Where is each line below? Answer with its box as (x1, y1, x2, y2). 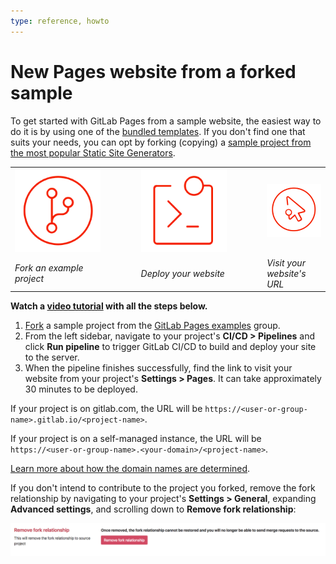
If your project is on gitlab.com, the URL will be (10, 403, 203, 415)
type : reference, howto (10, 16, 110, 26)
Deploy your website (140, 267, 225, 279)
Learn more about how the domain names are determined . (10, 463, 251, 475)
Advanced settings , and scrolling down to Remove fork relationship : (10, 503, 297, 515)
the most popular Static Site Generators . (10, 146, 176, 159)
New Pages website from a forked (10, 60, 297, 83)
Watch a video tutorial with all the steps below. (10, 300, 208, 312)
